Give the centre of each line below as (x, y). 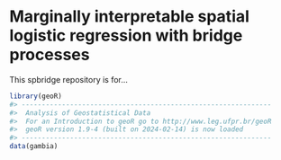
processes (50, 55)
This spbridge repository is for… (69, 79)
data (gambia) (34, 147)
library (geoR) (36, 96)
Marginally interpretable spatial (130, 17)
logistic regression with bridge (126, 36)
